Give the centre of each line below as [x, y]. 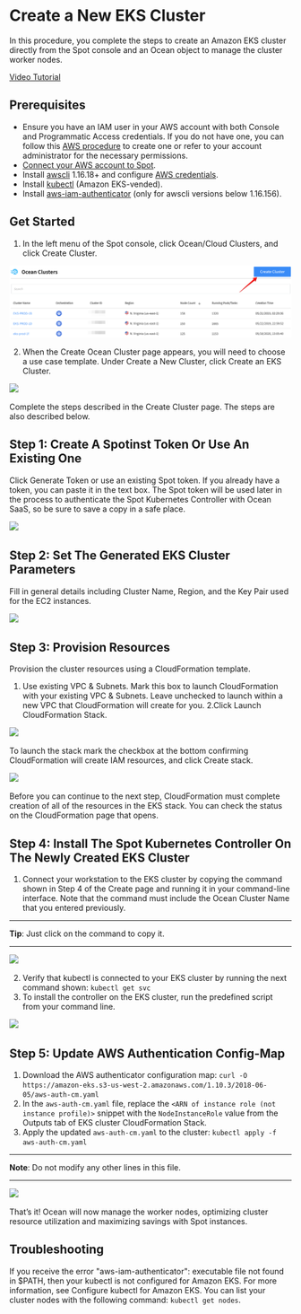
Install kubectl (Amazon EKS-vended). [92, 184]
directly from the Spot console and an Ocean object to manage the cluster [146, 49]
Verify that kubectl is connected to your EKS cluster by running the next [155, 978]
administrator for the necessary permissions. [105, 155]
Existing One [46, 459]
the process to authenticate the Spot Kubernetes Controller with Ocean [140, 499]
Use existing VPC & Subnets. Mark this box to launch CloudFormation [150, 687]
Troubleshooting [57, 1250]
